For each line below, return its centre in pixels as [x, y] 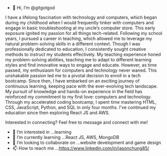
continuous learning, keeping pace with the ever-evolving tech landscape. [81, 86]
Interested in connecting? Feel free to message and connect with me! [76, 122]
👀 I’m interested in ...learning [42, 132]
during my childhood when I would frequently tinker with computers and [79, 23]
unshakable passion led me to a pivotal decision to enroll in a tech [73, 76]
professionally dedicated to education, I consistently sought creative [76, 49]
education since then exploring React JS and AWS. [57, 113]
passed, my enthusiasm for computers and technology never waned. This [81, 70]
